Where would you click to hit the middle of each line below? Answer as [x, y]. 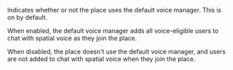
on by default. [27, 17]
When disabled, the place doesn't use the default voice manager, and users [116, 52]
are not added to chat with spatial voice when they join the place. [101, 59]
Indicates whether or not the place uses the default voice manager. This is [114, 10]
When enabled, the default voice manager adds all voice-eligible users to [113, 31]
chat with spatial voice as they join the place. [72, 38]
